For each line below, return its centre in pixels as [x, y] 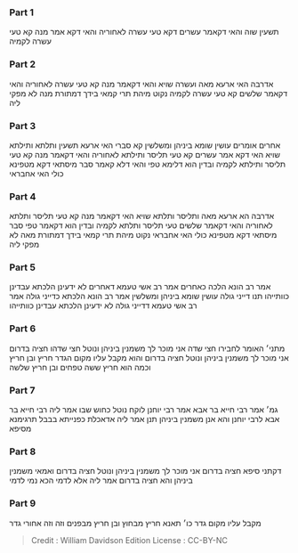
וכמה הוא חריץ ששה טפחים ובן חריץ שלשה [80, 367]
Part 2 [23, 64]
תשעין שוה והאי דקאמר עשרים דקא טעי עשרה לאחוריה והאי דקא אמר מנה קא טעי [144, 32]
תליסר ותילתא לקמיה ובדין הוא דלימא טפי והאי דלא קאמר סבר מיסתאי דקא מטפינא [148, 164]
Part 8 [23, 451]
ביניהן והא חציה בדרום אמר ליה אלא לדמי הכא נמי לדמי [101, 480]
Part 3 [23, 126]
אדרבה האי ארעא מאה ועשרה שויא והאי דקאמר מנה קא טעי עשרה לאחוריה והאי [141, 84]
